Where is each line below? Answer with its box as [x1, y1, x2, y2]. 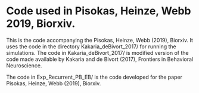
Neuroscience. [6, 61, 42, 69]
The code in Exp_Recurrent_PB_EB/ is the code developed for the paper [6, 73, 183, 80]
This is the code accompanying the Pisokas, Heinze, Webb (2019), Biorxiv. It [6, 36, 194, 44]
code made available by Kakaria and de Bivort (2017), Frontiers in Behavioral [6, 55, 194, 63]
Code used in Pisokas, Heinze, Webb [6, 4, 191, 18]
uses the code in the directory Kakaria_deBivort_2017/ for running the [6, 43, 177, 50]
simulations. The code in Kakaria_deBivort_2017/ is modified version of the [6, 49, 189, 56]
